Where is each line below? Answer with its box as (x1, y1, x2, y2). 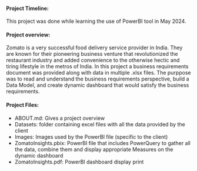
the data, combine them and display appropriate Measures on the (14, 146, 173, 153)
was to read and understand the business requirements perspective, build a (6, 75, 189, 82)
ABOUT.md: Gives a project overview (14, 115, 105, 122)
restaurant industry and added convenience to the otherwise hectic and (6, 56, 180, 64)
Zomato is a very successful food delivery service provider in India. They (6, 44, 183, 51)
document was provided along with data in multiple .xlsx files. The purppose (6, 69, 191, 76)
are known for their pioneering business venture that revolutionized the (6, 51, 178, 58)
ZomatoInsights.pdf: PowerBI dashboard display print (14, 158, 144, 165)
